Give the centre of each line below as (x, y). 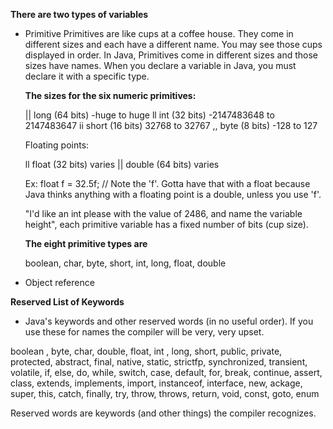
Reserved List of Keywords (67, 302)
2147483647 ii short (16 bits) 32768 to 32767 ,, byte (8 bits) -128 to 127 (171, 125)
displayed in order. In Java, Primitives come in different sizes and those (171, 55)
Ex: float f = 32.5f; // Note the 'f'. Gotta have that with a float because (167, 183)
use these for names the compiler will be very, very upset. (144, 332)
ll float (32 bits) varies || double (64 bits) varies (122, 164)
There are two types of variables (79, 14)
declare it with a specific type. (87, 76)
